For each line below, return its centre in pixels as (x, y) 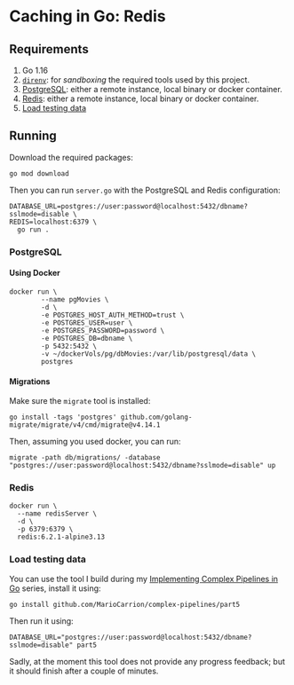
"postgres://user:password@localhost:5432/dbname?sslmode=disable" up (143, 466)
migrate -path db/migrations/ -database (85, 458)
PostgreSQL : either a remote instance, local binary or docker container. (152, 89)
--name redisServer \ (57, 514)
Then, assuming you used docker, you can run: (95, 442)
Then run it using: (41, 621)
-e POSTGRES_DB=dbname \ (87, 338)
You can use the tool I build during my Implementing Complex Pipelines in (143, 579)
